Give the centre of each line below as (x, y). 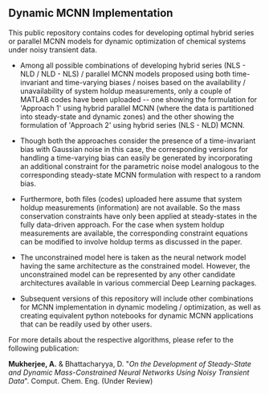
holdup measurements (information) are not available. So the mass (130, 207)
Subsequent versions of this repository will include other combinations (137, 298)
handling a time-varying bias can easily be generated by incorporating (136, 158)
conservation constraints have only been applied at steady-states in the (139, 215)
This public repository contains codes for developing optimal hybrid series (131, 32)
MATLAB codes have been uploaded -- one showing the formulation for (139, 99)
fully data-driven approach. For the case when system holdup (122, 224)
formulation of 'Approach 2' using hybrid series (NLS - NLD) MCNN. (132, 125)
